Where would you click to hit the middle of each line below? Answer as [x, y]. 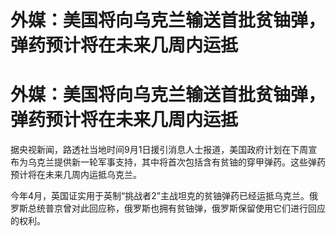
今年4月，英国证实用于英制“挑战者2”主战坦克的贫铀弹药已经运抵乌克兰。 [160, 196]
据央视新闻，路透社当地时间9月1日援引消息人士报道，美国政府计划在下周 [159, 150]
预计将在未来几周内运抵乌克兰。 [76, 175]
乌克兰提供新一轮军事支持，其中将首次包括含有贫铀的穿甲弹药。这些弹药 [176, 162]
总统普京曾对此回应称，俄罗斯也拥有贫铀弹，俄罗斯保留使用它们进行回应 [176, 208]
